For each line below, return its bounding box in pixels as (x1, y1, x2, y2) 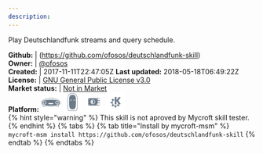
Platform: (8, 104, 39, 113)
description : (8, 13, 51, 20)
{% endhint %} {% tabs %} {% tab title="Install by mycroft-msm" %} (8, 121, 230, 131)
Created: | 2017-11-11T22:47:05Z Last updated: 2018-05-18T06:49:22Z (8, 66, 239, 76)
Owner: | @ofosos (8, 59, 68, 68)
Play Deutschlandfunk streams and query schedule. (8, 35, 175, 45)
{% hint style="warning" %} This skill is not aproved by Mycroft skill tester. (8, 113, 250, 122)
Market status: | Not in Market (8, 83, 108, 93)
